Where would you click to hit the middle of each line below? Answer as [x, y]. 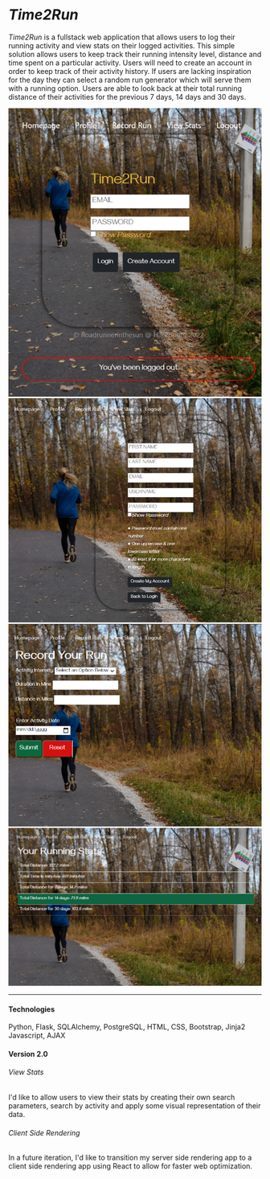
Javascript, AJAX [37, 1036]
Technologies [32, 1009]
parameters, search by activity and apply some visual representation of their [135, 1105]
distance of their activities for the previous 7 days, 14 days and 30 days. [127, 97]
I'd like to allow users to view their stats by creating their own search [122, 1097]
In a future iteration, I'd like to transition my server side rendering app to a [130, 1158]
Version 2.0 [28, 1054]
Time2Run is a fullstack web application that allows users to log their [122, 37]
